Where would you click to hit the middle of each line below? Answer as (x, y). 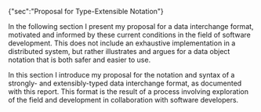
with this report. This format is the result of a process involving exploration (129, 92)
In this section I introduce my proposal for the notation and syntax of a (121, 75)
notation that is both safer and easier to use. (80, 60)
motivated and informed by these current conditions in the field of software (129, 35)
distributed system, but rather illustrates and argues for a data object (119, 51)
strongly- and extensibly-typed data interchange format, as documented (125, 83)
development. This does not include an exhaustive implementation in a (122, 43)
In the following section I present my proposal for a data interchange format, (131, 26)
